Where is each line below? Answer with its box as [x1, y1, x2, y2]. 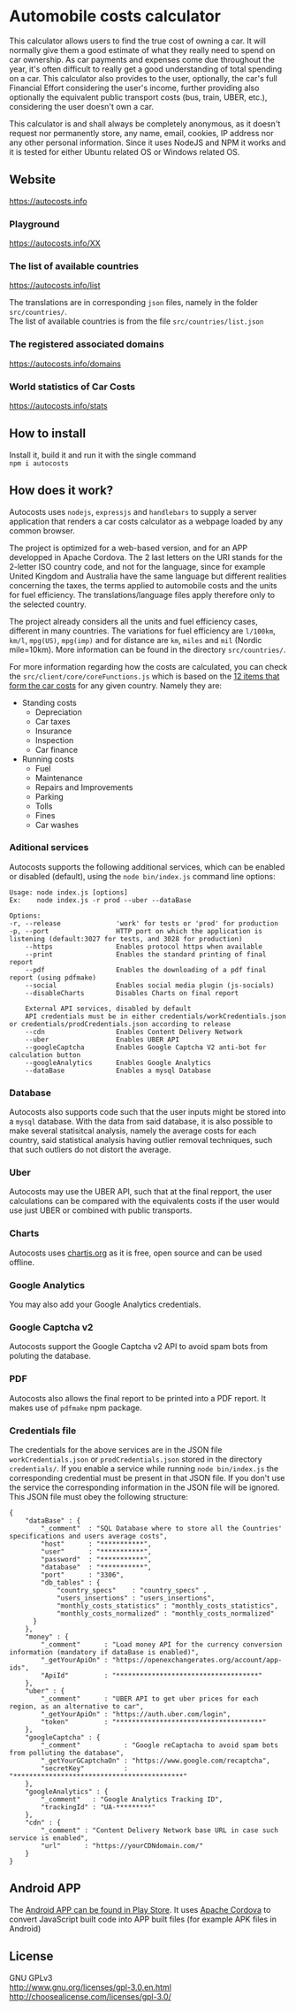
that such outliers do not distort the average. [9, 1144, 171, 1155]
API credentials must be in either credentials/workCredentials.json [25, 1011, 287, 1021]
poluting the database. [9, 1351, 91, 1362]
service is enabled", [9, 1833, 89, 1842]
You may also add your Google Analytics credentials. [9, 1299, 201, 1310]
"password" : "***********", [41, 1554, 152, 1563]
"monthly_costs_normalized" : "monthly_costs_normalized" [56, 1608, 275, 1618]
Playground [9, 218, 60, 230]
